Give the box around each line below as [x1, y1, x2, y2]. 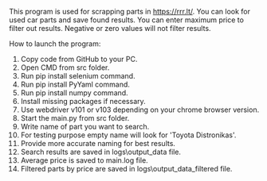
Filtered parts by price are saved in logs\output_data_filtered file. [20, 164, 233, 173]
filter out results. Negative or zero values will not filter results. [9, 24, 211, 33]
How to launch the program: [9, 39, 101, 48]
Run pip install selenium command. [20, 71, 135, 80]
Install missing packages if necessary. [20, 97, 146, 106]
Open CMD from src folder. [20, 63, 110, 72]
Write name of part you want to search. [20, 122, 150, 131]
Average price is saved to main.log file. [20, 156, 148, 165]
